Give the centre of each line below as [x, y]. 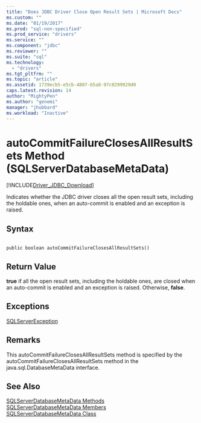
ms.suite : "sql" [27, 57]
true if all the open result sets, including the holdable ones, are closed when [101, 281]
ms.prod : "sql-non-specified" [44, 29]
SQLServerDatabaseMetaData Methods [55, 401]
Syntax [20, 229]
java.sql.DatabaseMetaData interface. [53, 367]
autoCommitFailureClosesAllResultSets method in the [72, 361]
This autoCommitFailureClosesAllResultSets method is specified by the [94, 355]
